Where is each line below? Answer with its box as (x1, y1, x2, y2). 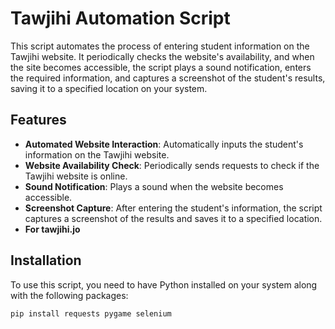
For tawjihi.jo (24, 223, 81, 235)
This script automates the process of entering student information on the (10, 40, 310, 52)
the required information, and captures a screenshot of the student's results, (10, 72, 326, 84)
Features (10, 112, 67, 129)
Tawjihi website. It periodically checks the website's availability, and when (10, 50, 315, 62)
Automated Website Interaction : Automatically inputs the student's (24, 138, 304, 150)
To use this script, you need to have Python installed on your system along (10, 278, 318, 291)
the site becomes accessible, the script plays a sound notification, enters (10, 61, 312, 73)
